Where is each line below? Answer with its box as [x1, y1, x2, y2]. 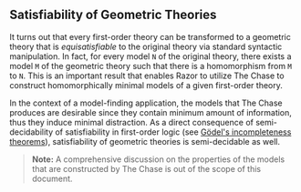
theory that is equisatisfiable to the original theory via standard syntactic [9, 41, 283, 52]
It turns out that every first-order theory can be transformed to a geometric [9, 31, 292, 42]
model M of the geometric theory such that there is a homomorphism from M [9, 60, 292, 71]
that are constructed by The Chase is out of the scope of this [31, 163, 262, 174]
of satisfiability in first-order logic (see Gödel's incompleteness [54, 126, 292, 137]
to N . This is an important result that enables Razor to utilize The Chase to [9, 70, 285, 81]
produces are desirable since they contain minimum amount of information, [9, 106, 292, 117]
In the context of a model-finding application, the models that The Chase [9, 97, 283, 108]
